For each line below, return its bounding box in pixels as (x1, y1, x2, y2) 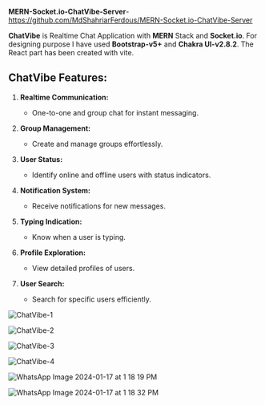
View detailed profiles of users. (31, 263, 135, 273)
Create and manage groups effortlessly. (31, 139, 163, 148)
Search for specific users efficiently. (31, 294, 152, 304)
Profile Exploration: (19, 248, 86, 257)
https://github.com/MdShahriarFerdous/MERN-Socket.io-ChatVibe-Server (8, 15, 253, 25)
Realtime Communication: (19, 92, 109, 102)
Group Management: (19, 124, 90, 133)
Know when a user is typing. (31, 232, 126, 241)
